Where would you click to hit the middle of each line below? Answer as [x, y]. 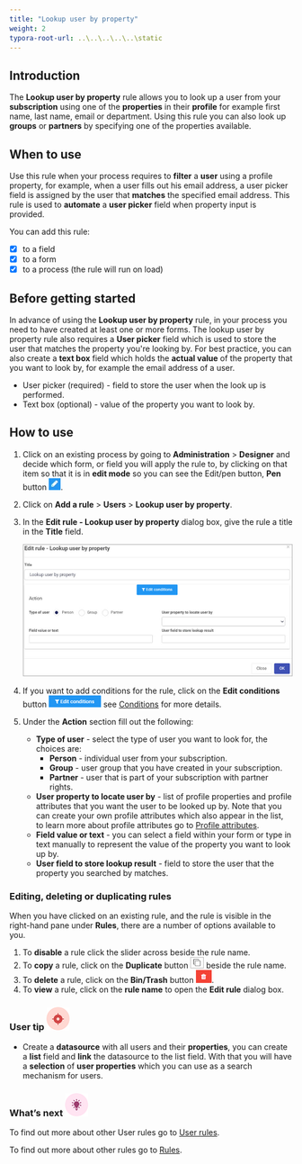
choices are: [59, 749]
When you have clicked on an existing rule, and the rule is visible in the [140, 916]
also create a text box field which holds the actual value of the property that [151, 358]
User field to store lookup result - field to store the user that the [155, 863]
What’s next [36, 1113]
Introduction [45, 75]
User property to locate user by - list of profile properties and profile [164, 796]
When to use [46, 154]
